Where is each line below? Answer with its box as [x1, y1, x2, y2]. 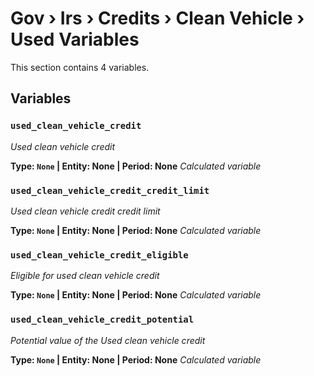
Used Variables [10, 28, 140, 51]
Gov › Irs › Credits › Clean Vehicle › [10, 7, 305, 30]
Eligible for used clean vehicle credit [10, 270, 160, 282]
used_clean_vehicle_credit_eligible [10, 249, 189, 261]
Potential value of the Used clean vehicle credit [10, 334, 206, 346]
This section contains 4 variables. [10, 61, 150, 73]
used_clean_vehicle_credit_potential [10, 314, 195, 326]
